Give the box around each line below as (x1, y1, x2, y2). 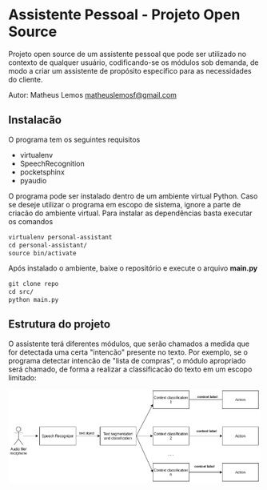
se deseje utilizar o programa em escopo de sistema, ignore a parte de (8, 199, 241, 209)
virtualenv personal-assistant (8, 233, 113, 241)
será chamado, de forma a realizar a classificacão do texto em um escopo (8, 364, 253, 374)
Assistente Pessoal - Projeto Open (8, 6, 241, 24)
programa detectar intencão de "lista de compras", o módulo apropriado (8, 355, 246, 365)
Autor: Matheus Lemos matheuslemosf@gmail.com (8, 90, 177, 99)
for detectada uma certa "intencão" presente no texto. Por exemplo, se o (8, 347, 248, 357)
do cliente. (8, 74, 43, 84)
